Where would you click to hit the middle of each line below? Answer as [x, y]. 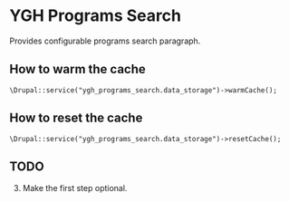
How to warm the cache [78, 69]
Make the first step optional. [75, 188]
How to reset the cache [76, 118]
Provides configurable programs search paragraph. [105, 41]
